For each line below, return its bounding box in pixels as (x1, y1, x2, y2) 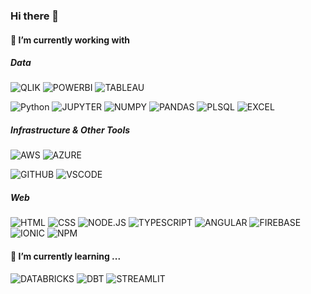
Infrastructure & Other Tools (10, 124, 131, 136)
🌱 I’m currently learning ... (10, 250, 122, 263)
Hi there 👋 (10, 9, 60, 23)
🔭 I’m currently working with (10, 34, 131, 46)
